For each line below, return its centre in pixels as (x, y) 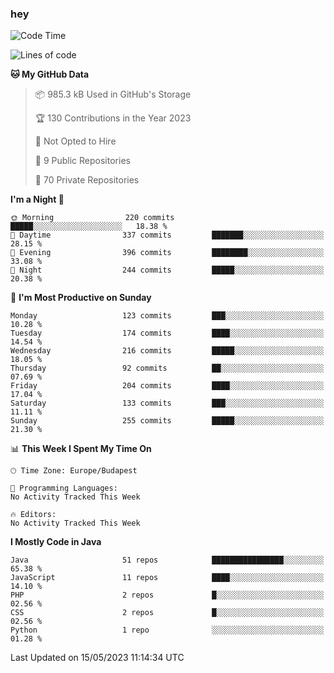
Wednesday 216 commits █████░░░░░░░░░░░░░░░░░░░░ (167, 351)
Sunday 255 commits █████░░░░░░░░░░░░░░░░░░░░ (167, 421)
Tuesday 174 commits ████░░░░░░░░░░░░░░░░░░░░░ (167, 333)
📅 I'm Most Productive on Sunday (81, 298)
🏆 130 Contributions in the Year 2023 (113, 118)
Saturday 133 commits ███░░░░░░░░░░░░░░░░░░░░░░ (167, 403)
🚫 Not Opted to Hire (75, 141)
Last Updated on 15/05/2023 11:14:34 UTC (97, 658)
